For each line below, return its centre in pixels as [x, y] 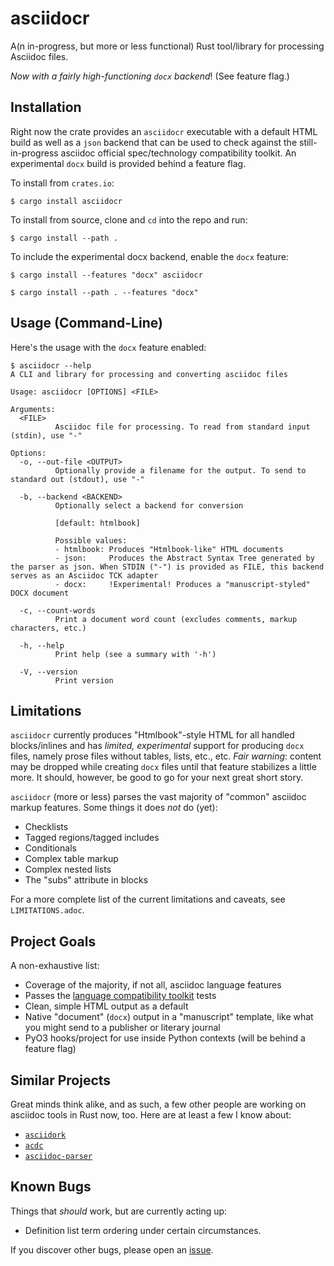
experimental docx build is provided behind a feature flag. [128, 163]
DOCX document [40, 593]
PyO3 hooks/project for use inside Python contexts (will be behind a [165, 1038]
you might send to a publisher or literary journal [122, 1028]
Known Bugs [51, 1187]
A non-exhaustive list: [55, 966]
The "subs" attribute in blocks [86, 880]
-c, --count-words [58, 610]
